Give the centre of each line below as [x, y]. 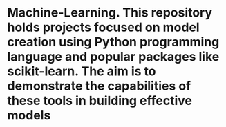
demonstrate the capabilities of [99, 86]
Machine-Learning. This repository [110, 13]
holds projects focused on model [103, 27]
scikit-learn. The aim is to [82, 71]
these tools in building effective [100, 101]
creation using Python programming [113, 42]
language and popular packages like [113, 57]
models [29, 116]
